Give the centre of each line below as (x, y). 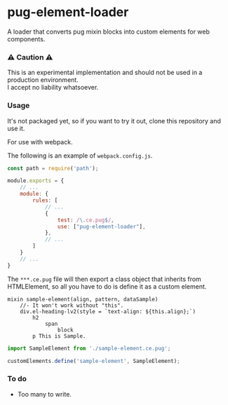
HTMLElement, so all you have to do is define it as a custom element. (107, 286)
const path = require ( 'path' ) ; (53, 168)
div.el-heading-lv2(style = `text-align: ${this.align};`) (108, 311)
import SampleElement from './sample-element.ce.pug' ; (89, 348)
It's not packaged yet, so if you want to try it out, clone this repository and (114, 121)
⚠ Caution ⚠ (30, 57)
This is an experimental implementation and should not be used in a (105, 73)
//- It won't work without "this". (72, 306)
